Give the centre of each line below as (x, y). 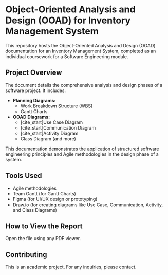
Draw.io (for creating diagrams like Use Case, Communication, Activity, (88, 205)
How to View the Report (44, 226)
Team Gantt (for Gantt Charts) (44, 193)
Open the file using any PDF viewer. (43, 239)
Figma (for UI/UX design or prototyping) (55, 199)
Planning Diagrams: (34, 100)
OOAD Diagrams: (31, 117)
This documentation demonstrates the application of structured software (82, 149)
